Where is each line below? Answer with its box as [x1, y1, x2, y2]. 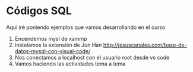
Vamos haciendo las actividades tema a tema [14, 60, 126, 67]
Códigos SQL [6, 4, 72, 18]
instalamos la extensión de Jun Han [14, 41, 102, 48]
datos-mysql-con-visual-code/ [14, 47, 91, 54]
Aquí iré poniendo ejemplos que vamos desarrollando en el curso [6, 24, 166, 31]
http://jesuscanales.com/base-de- [103, 41, 187, 48]
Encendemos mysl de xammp [14, 35, 87, 42]
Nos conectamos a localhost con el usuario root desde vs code [14, 54, 170, 61]
